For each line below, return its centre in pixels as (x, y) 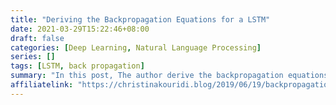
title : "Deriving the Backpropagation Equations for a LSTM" (140, 19)
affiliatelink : (42, 85)
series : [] (33, 57)
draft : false (37, 38)
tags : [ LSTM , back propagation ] (77, 66)
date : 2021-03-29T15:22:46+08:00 (80, 29)
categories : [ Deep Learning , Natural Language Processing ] (136, 47)
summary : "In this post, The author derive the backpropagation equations (169, 76)
